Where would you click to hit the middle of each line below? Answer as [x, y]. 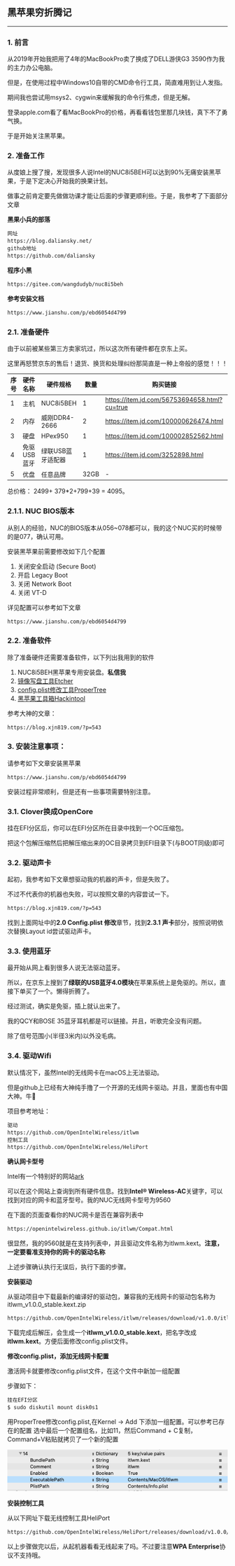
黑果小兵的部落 [29, 220]
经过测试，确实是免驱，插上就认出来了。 [65, 1006]
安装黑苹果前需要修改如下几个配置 [56, 551]
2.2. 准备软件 [29, 641]
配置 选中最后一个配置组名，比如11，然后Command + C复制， [108, 1430]
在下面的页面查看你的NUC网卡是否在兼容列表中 [76, 1215]
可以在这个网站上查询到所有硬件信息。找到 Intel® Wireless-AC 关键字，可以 [115, 1191]
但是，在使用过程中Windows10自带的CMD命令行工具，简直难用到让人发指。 [117, 83]
